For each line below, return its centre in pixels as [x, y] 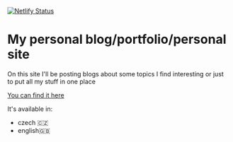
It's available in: [30, 109]
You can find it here [36, 95]
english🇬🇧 [34, 130]
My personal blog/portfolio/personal [117, 40]
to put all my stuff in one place [51, 81]
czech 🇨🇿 [33, 122]
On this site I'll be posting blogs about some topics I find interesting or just [116, 73]
